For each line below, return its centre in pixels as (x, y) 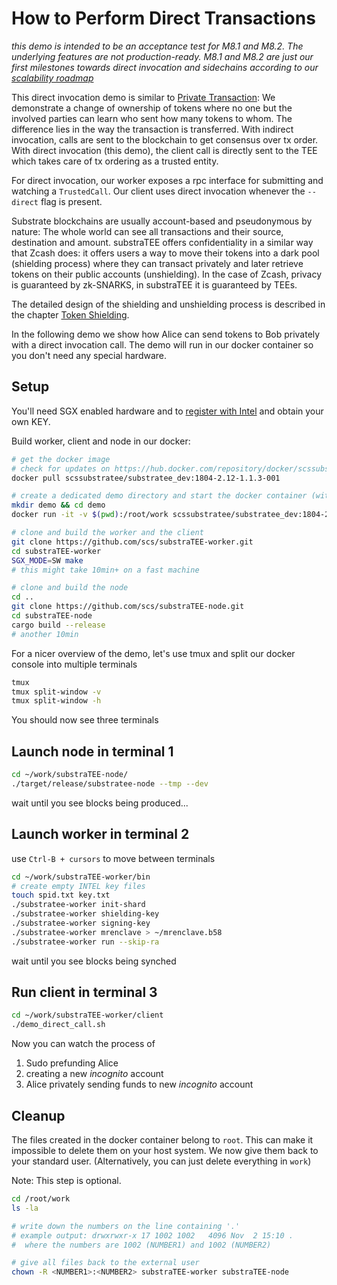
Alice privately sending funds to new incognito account (139, 1084)
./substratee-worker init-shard (78, 905)
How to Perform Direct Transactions (163, 18)
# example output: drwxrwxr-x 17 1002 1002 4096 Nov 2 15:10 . (152, 1235)
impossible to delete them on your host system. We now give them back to (165, 1150)
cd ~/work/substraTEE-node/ (70, 775)
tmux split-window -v (56, 692)
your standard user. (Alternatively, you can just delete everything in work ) (161, 1161)
